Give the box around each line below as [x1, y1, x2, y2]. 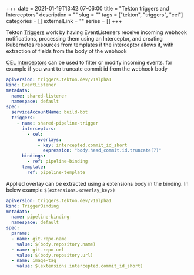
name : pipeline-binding [11, 214, 69, 220]
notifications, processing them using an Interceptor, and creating [6, 35, 163, 42]
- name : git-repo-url [11, 247, 65, 253]
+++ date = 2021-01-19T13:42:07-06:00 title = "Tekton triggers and [6, 5, 169, 12]
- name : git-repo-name [11, 236, 67, 242]
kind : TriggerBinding [6, 203, 59, 209]
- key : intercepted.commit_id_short [37, 142, 128, 148]
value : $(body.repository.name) [16, 241, 96, 247]
